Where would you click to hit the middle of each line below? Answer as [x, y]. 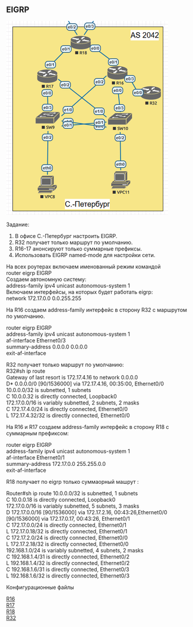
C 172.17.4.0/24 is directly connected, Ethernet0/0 [67, 409]
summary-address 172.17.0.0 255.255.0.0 [56, 464]
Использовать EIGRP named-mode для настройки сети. [85, 255]
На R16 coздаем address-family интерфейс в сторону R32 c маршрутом [96, 310]
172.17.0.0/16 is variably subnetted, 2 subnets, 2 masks [73, 403]
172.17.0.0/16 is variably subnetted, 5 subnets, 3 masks [73, 506]
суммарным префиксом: [38, 433]
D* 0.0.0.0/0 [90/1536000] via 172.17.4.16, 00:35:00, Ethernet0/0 [85, 384]
